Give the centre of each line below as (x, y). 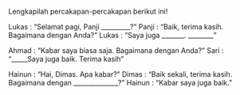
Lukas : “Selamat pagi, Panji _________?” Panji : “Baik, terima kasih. (116, 27)
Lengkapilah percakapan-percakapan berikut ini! (88, 11)
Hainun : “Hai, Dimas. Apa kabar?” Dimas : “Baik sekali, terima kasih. (120, 74)
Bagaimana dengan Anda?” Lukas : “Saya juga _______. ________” (112, 35)
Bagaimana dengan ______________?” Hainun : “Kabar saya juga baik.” (120, 83)
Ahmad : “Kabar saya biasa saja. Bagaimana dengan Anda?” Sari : (116, 50)
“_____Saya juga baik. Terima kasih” (66, 59)
